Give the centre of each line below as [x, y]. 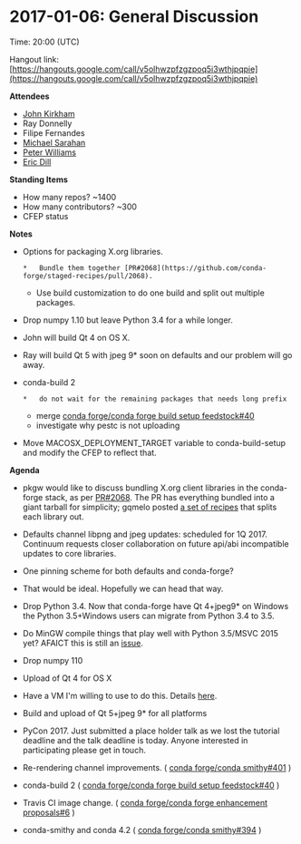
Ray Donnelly [47, 123]
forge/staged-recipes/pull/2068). [87, 276]
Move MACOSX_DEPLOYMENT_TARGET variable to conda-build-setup [154, 442]
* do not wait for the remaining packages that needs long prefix [155, 399]
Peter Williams [49, 152]
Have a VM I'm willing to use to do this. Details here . [120, 695]
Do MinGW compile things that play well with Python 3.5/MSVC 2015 [150, 633]
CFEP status [45, 216]
